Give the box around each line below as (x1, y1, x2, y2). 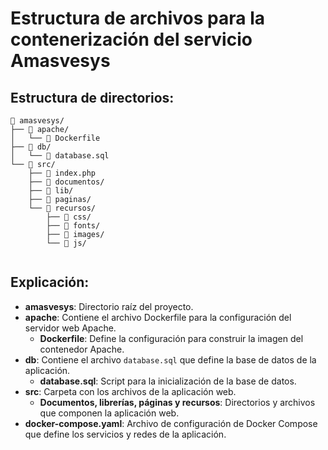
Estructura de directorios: (10, 89, 175, 106)
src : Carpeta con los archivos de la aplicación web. (24, 385, 237, 397)
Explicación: (10, 274, 90, 291)
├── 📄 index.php (28, 168, 97, 178)
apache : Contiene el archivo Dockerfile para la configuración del (24, 311, 292, 323)
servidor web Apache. (24, 322, 117, 334)
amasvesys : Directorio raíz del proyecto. (24, 300, 194, 312)
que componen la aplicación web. (39, 407, 180, 419)
